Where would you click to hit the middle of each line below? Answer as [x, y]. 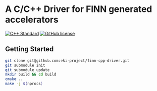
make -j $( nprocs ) [24, 84]
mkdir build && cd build [31, 75]
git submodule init [25, 65]
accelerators [32, 20]
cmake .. [14, 79]
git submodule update [27, 70]
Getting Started [29, 49]
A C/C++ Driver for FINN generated [79, 9]
